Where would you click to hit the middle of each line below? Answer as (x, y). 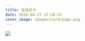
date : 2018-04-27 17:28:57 (34, 15)
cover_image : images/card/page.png (43, 19)
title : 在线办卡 (21, 10)
